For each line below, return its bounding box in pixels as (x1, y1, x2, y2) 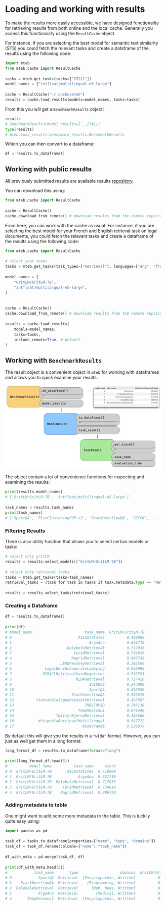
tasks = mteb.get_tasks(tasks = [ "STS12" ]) (5, 76, 92, 81)
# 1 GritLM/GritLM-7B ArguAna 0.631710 (5, 774, 116, 779)
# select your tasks (5, 259, 48, 264)
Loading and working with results (5, 3, 145, 15)
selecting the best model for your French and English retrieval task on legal (5, 228, 158, 234)
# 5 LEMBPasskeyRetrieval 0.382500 (5, 661, 145, 666)
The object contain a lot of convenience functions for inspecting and (5, 474, 145, 480)
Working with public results (5, 165, 92, 173)
